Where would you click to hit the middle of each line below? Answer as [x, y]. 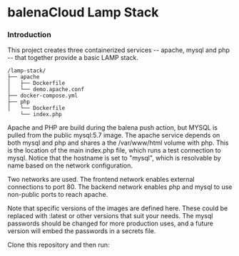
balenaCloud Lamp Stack [83, 12]
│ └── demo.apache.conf [46, 90]
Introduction [29, 35]
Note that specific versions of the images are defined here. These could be [118, 208]
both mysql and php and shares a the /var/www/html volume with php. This [118, 143]
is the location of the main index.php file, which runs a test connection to [114, 150]
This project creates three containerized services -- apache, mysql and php [119, 50]
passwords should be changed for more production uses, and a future [111, 224]
